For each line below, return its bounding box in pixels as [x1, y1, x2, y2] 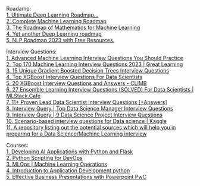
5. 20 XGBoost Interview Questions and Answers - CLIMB [6, 80, 147, 87]
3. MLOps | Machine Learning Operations [6, 160, 107, 168]
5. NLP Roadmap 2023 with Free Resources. [6, 37, 115, 43]
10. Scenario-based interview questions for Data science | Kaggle [6, 118, 167, 124]
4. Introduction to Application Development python [6, 167, 130, 174]
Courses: [6, 142, 29, 149]
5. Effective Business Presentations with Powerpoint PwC [6, 174, 147, 180]
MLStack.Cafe [6, 92, 41, 99]
